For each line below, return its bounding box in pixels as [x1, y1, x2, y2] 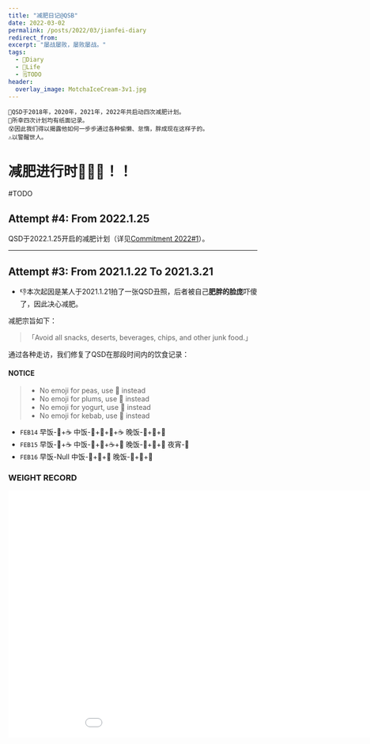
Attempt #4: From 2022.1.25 [8, 211, 150, 226]
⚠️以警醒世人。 [8, 134, 47, 142]
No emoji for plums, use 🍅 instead [39, 394, 150, 404]
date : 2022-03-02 [8, 19, 66, 27]
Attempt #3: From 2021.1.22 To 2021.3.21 [8, 264, 213, 278]
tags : [8, 48, 26, 56]
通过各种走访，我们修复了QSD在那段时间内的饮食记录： [8, 349, 190, 359]
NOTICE [8, 368, 36, 378]
